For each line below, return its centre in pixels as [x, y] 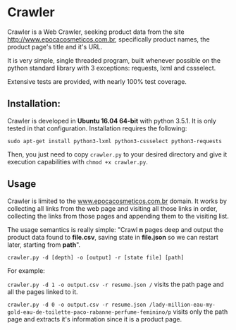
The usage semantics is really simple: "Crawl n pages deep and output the [116, 229]
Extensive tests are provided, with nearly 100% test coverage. [97, 81]
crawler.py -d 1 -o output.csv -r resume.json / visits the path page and [116, 284]
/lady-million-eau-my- [182, 305]
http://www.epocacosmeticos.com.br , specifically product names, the [108, 39]
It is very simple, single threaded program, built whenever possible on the [114, 60]
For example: [26, 270]
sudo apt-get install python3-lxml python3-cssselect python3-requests [114, 141]
